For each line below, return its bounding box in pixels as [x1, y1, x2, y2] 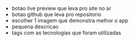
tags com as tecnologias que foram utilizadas [11, 29, 122, 36]
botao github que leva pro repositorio [11, 11, 101, 18]
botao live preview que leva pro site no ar [11, 5, 111, 12]
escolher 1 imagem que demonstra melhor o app [11, 17, 129, 24]
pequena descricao [11, 23, 59, 30]
